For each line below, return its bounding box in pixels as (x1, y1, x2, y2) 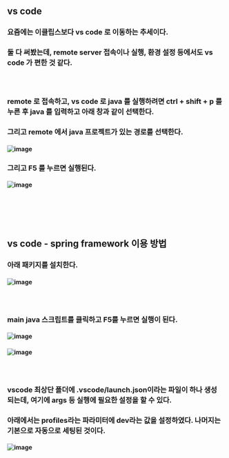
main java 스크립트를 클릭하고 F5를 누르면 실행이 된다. (7, 315, 178, 324)
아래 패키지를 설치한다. (7, 260, 78, 270)
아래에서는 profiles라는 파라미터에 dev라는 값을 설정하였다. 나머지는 (7, 415, 221, 425)
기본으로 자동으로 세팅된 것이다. (7, 426, 106, 435)
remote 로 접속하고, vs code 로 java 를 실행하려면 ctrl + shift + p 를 (7, 96, 223, 106)
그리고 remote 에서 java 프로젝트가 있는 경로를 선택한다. (7, 127, 183, 136)
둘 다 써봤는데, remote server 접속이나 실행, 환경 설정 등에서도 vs (7, 48, 213, 57)
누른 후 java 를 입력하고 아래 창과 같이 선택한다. (7, 107, 155, 116)
